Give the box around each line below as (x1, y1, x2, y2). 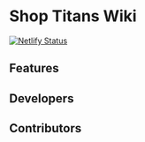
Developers (9, 91, 74, 106)
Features (9, 61, 59, 76)
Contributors (9, 121, 82, 136)
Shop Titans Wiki (9, 6, 137, 26)
